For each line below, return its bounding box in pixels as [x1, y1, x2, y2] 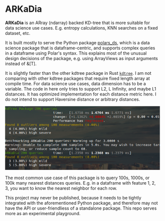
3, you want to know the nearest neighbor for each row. [5, 185, 117, 191]
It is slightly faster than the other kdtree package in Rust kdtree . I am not [5, 70, 152, 76]
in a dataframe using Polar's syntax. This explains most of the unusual [5, 50, 147, 56]
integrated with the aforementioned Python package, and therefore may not [5, 200, 158, 206]
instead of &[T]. [5, 61, 37, 66]
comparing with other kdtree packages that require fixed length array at [5, 75, 150, 81]
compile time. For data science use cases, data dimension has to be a [5, 80, 146, 87]
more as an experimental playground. [5, 210, 81, 216]
